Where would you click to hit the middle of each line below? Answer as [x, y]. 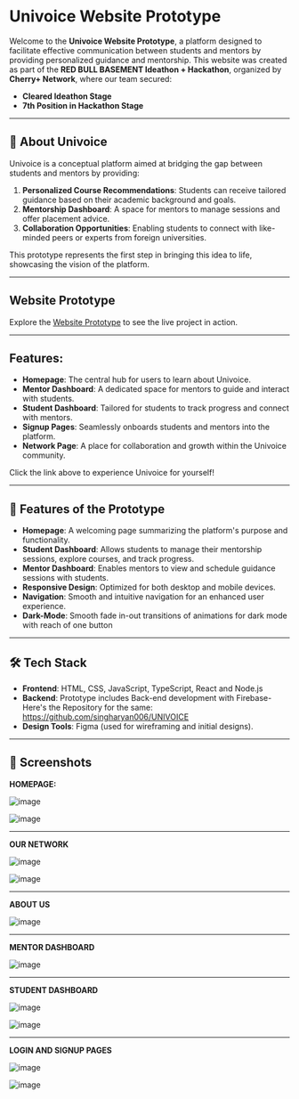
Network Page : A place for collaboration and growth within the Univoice [154, 446]
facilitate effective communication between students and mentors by [135, 50]
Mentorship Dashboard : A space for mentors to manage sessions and [151, 209]
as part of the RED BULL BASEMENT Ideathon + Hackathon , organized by [145, 69]
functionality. [46, 540]
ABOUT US [30, 904]
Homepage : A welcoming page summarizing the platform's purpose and [155, 531]
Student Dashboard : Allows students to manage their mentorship [142, 549]
